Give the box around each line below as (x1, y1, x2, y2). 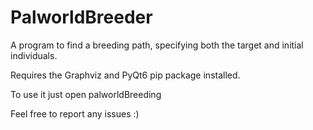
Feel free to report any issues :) (10, 107, 140, 120)
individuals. (10, 49, 58, 61)
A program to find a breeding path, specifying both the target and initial (10, 39, 304, 51)
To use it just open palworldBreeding (10, 88, 162, 100)
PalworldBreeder (10, 6, 153, 29)
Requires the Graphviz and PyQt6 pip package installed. (10, 69, 241, 81)
